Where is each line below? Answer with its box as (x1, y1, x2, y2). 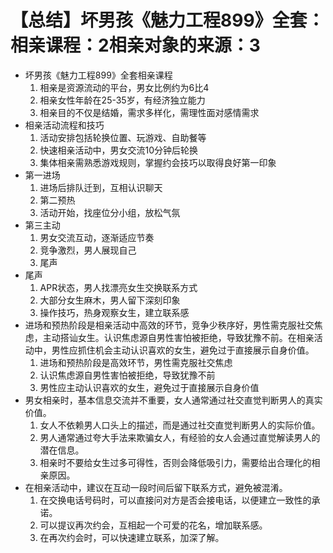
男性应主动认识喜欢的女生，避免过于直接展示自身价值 (39, 381, 260, 393)
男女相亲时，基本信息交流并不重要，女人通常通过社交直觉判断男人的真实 (24, 394, 323, 406)
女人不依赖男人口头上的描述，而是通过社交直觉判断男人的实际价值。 (39, 419, 321, 431)
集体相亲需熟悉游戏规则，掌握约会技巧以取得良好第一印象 (39, 156, 277, 168)
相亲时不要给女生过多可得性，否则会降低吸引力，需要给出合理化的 (39, 456, 312, 468)
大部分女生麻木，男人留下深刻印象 (39, 294, 181, 306)
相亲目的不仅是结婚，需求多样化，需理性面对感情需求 (39, 106, 260, 118)
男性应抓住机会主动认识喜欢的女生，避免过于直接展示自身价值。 (51, 344, 315, 356)
